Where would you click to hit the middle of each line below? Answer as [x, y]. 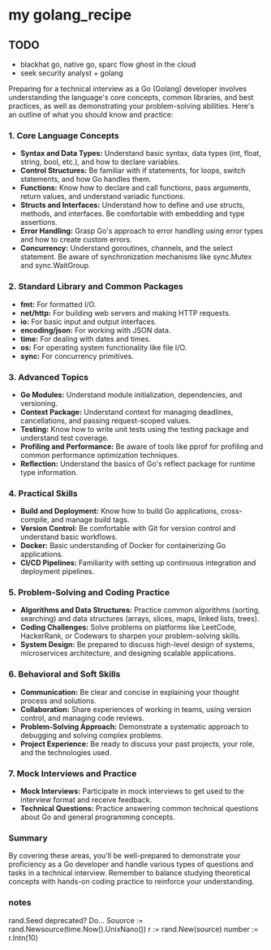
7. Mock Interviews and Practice [73, 773]
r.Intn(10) [24, 937]
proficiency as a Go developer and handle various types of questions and [131, 864]
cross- [232, 511]
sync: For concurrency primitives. [77, 356]
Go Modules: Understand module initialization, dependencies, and [131, 395]
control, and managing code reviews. [82, 718]
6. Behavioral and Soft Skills [65, 674]
